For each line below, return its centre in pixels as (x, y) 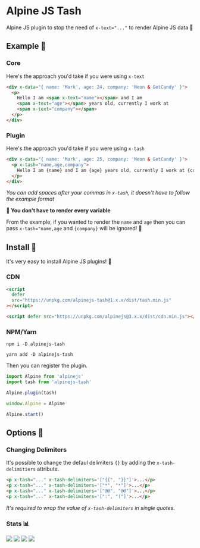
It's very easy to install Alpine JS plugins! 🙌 (59, 262)
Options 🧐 (25, 433)
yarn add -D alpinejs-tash (40, 355)
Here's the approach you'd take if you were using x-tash (75, 148)
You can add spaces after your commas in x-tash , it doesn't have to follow (98, 193)
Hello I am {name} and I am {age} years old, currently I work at (101, 170)
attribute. (48, 469)
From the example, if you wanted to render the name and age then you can (96, 222)
